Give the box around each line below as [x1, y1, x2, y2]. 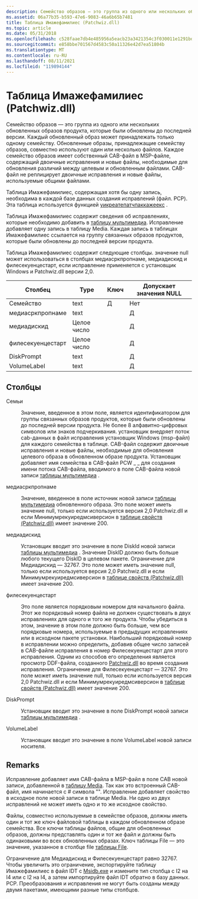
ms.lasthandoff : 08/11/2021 [6, 58, 75, 64]
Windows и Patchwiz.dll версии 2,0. [6, 268, 94, 275]
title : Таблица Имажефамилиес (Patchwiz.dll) [6, 19, 120, 25]
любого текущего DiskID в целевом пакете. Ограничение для [21, 555, 175, 562]
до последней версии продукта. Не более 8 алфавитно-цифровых [21, 422, 187, 429]
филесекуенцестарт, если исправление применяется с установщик [6, 262, 177, 269]
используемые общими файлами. [6, 178, 91, 185]
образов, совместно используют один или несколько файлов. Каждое [6, 146, 184, 153]
